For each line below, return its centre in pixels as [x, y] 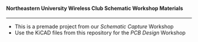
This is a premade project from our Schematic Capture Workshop [94, 27]
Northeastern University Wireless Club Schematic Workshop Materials [95, 8]
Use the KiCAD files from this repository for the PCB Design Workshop [100, 33]
